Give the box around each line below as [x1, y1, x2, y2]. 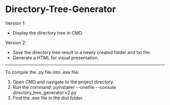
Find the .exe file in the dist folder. [12, 94, 83, 101]
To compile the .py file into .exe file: [5, 69, 79, 75]
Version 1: [5, 20, 26, 26]
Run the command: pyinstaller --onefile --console [12, 84, 116, 90]
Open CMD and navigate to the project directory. [12, 79, 114, 85]
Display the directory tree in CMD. [12, 30, 83, 36]
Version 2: [5, 39, 27, 46]
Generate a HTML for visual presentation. [12, 54, 99, 61]
